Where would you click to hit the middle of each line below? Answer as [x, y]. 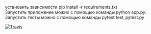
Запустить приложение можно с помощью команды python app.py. [76, 12]
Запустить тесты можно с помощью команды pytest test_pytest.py [75, 17]
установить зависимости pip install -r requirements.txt [61, 7]
